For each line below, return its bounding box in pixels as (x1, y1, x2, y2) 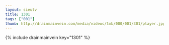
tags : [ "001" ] (5, 16, 35, 21)
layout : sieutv (5, 7, 37, 12)
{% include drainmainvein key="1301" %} (5, 35, 91, 41)
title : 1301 (5, 12, 30, 17)
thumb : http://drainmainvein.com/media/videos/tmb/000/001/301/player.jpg (5, 21, 165, 26)
